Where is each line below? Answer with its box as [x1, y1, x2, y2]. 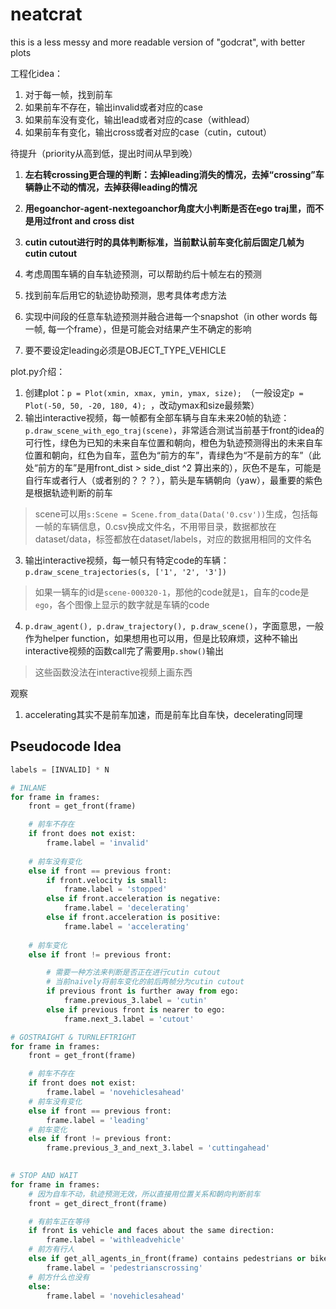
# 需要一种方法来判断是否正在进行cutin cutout [46, 968, 221, 978]
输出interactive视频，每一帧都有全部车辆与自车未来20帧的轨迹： [24, 411, 290, 423]
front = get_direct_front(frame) [28, 1198, 168, 1208]
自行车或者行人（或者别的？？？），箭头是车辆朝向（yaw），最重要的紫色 [24, 474, 323, 486]
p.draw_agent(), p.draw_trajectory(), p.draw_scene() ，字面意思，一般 [24, 619, 324, 632]
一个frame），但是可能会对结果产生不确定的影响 [56, 323, 252, 335]
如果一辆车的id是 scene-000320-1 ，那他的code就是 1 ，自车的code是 [34, 586, 310, 598]
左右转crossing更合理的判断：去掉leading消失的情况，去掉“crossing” [24, 168, 316, 180]
